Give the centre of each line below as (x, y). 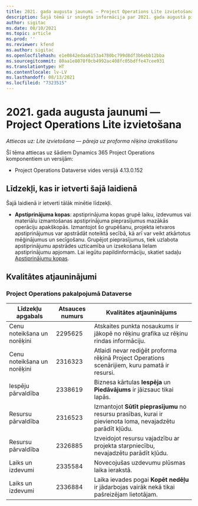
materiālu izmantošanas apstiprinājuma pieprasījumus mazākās (92, 221)
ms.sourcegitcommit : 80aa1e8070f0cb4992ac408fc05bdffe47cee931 (85, 61)
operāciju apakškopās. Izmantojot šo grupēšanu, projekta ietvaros (95, 227)
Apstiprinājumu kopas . (42, 258)
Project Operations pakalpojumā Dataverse (69, 294)
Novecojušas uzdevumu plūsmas (140, 463)
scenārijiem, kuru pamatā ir (132, 365)
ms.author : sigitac (30, 50)
